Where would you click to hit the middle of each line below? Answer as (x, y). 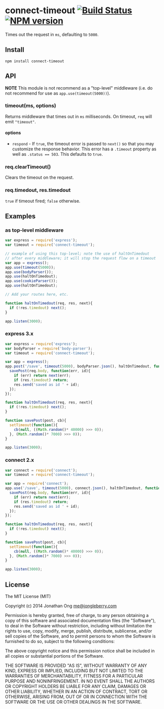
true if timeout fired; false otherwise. (43, 201)
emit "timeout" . (20, 121)
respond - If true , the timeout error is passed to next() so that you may (83, 144)
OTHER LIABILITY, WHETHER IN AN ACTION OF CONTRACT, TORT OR (76, 691)
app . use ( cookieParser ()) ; (31, 281)
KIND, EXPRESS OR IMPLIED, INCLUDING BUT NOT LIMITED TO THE (74, 671)
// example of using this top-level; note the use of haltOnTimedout (77, 254)
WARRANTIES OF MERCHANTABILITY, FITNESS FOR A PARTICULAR (74, 676)
